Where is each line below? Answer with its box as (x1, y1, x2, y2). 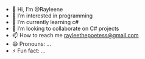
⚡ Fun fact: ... (12, 47, 46, 54)
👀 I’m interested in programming (12, 12, 93, 19)
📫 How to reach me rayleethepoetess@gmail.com (12, 32, 139, 39)
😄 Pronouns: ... (12, 40, 52, 48)
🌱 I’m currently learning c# (12, 19, 79, 25)
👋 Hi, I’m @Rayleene (12, 6, 63, 13)
